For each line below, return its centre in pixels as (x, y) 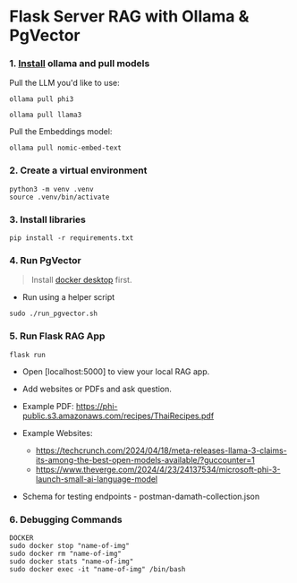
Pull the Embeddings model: (61, 132)
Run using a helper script (68, 297)
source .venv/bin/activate (59, 197)
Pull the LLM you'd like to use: (64, 83)
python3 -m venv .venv (51, 189)
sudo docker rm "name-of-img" (66, 553)
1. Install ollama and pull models (80, 64)
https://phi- (97, 406)
